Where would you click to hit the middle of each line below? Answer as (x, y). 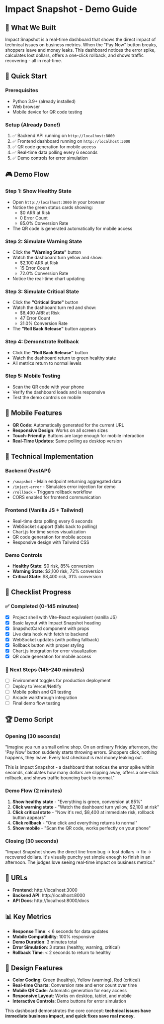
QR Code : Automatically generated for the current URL (68, 425)
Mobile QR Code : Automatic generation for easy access (70, 991)
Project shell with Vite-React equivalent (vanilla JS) (65, 617)
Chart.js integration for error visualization (54, 651)
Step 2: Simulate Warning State (43, 241)
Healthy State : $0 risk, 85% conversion (53, 566)
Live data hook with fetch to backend (50, 634)
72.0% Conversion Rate (44, 273)
